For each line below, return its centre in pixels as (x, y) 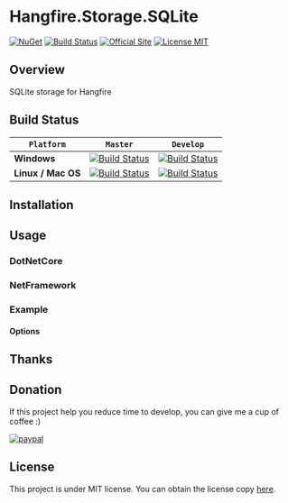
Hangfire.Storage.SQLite (104, 17)
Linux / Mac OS (47, 173)
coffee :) (25, 421)
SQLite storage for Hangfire (60, 91)
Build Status (44, 120)
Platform (47, 144)
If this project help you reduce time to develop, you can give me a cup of (144, 411)
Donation (36, 390)
